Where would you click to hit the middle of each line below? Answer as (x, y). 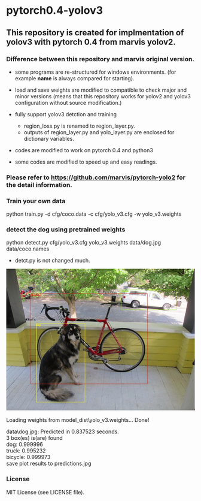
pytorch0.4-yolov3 (55, 10)
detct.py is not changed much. (53, 261)
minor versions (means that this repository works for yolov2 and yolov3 (103, 96)
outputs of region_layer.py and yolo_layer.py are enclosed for (99, 132)
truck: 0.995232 (26, 451)
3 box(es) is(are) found (34, 438)
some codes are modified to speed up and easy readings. (86, 162)
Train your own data (36, 201)
